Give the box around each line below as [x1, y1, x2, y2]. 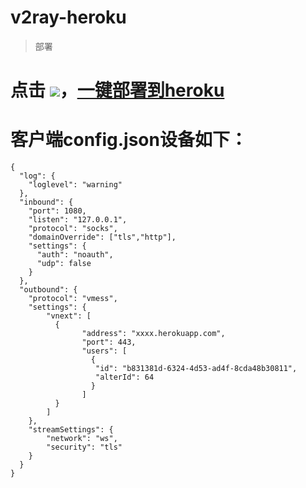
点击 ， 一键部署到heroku [10, 79, 225, 102]
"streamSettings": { [28, 425, 114, 435]
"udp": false [36, 259, 92, 269]
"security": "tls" [46, 442, 123, 453]
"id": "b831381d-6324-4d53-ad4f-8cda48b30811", [95, 364, 298, 374]
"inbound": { [19, 197, 74, 208]
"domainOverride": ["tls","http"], [28, 232, 177, 243]
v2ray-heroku [10, 6, 127, 29]
